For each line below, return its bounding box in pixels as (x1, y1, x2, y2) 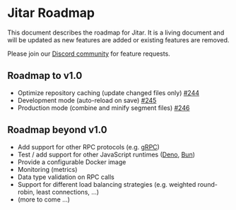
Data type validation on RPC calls (17, 173, 114, 181)
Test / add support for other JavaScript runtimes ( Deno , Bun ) (17, 150, 196, 159)
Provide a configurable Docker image (17, 157, 126, 166)
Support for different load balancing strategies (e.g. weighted (17, 180, 196, 188)
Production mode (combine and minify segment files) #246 (17, 104, 190, 112)
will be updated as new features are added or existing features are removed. (7, 35, 230, 44)
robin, (17, 187, 35, 196)
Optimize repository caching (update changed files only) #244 (17, 88, 200, 97)
